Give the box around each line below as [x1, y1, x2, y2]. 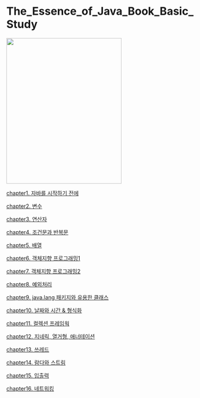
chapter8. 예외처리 [6, 280, 52, 288]
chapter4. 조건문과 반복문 [6, 228, 69, 235]
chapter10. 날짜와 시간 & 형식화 [6, 307, 82, 314]
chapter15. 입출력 [6, 372, 49, 379]
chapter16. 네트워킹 [6, 385, 54, 392]
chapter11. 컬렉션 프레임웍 [6, 320, 70, 327]
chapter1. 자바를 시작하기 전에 [6, 189, 79, 197]
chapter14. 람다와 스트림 [6, 359, 66, 366]
